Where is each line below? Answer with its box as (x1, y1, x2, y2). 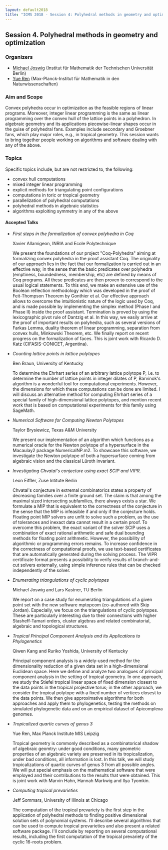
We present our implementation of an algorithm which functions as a (12, 437, 154, 443)
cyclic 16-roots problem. (12, 838, 62, 844)
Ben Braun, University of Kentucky (12, 360, 83, 366)
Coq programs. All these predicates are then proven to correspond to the (12, 277, 163, 283)
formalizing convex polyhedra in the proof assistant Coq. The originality (12, 255, 160, 261)
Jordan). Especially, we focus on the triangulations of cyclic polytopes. (12, 607, 158, 613)
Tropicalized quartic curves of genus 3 (12, 720, 93, 726)
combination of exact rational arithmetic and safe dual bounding (12, 529, 144, 536)
